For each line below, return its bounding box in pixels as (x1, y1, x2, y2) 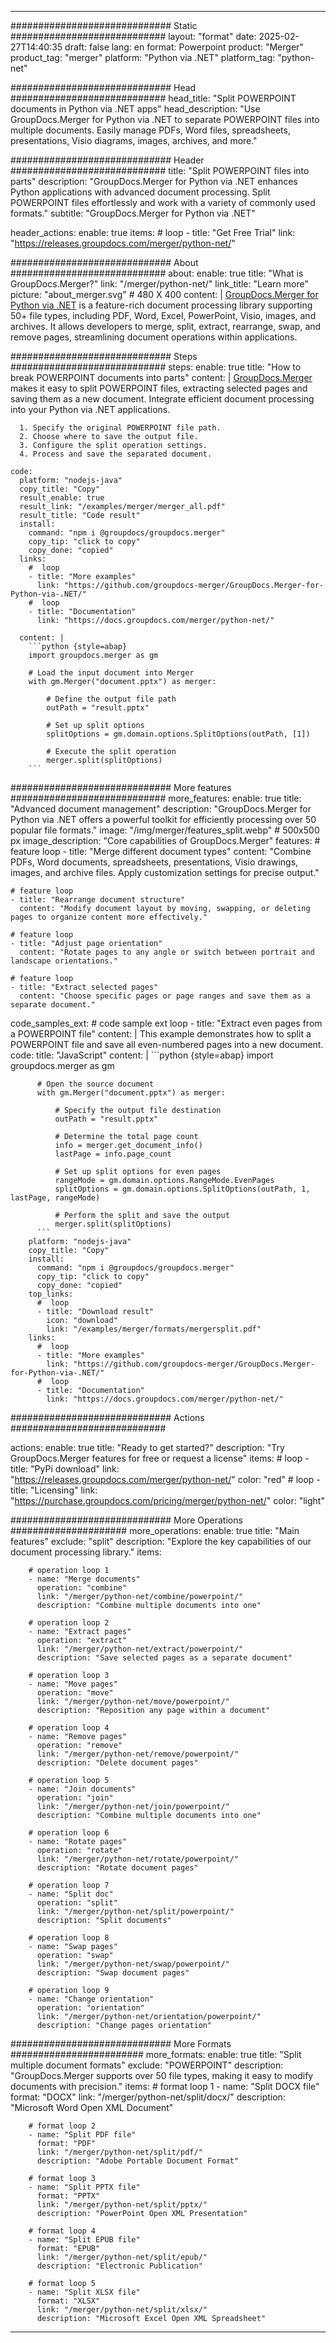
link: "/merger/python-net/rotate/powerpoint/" (36, 1854, 240, 1864)
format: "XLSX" (36, 2296, 101, 2306)
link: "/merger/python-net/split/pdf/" (36, 2147, 203, 2157)
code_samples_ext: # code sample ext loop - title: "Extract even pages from (10, 1017, 323, 1029)
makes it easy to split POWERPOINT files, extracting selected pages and (10, 382, 308, 394)
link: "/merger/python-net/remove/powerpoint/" (36, 1749, 240, 1759)
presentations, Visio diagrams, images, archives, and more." (10, 135, 258, 146)
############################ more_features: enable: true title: (10, 792, 302, 804)
